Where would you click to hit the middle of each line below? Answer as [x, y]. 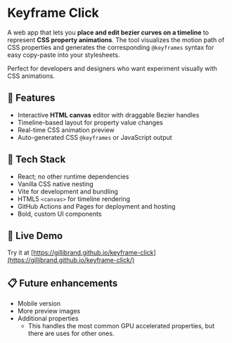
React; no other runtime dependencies [73, 176]
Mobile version [39, 304]
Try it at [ [20, 253]
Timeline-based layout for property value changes [90, 122]
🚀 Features [31, 98]
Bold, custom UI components [59, 214]
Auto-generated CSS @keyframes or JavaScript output [95, 137]
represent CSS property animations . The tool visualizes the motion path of [116, 39]
